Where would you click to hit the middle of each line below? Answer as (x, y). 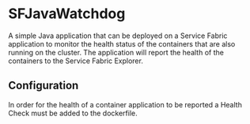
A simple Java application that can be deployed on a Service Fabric (118, 36)
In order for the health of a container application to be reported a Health (125, 104)
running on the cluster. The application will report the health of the (116, 52)
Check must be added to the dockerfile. (73, 113)
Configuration (44, 86)
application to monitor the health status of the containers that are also (122, 43)
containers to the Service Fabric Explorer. (76, 61)
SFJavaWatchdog (67, 14)
